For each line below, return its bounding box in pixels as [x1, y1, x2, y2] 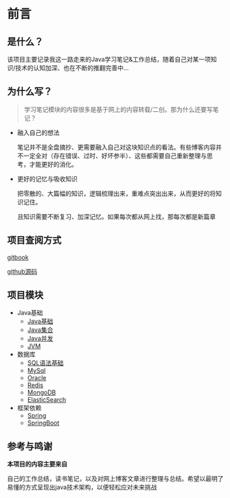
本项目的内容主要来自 [7, 460, 67, 469]
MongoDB [27, 388, 56, 396]
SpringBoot [27, 419, 60, 427]
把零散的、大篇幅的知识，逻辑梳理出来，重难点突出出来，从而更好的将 [16, 189, 216, 198]
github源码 [7, 267, 38, 275]
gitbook [7, 253, 29, 261]
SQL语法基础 [27, 359, 64, 367]
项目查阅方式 [7, 235, 62, 246]
